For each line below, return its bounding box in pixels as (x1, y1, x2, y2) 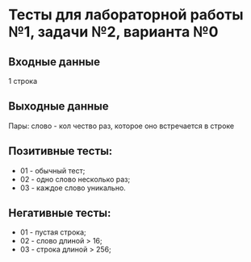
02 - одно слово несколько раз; (19, 174, 131, 184)
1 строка (8, 77, 38, 85)
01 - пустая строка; (19, 227, 86, 237)
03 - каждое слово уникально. (19, 183, 127, 193)
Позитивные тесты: (8, 144, 113, 158)
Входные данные (8, 55, 101, 69)
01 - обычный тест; (19, 165, 86, 175)
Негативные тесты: (8, 206, 111, 220)
